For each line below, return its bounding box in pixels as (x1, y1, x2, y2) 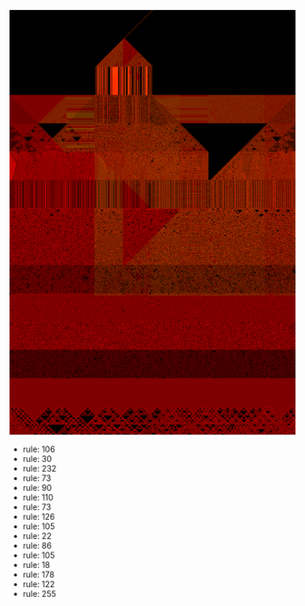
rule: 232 (22, 464, 57, 474)
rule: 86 (22, 541, 53, 552)
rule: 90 (22, 483, 53, 494)
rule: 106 (22, 444, 56, 454)
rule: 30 (22, 454, 53, 464)
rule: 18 (22, 560, 51, 571)
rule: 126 (22, 512, 55, 523)
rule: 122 (22, 579, 55, 590)
